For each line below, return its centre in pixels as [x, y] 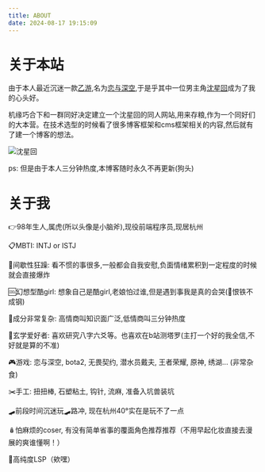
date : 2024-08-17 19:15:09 [53, 23]
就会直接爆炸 [29, 275]
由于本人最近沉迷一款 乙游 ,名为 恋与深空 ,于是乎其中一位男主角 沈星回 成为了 [129, 88]
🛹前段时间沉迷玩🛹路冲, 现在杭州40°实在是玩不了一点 [96, 411]
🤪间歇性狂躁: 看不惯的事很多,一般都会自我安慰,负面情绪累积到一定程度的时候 [133, 265]
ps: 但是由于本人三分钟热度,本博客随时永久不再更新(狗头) [101, 168]
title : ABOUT [30, 15]
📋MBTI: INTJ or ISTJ [42, 246]
